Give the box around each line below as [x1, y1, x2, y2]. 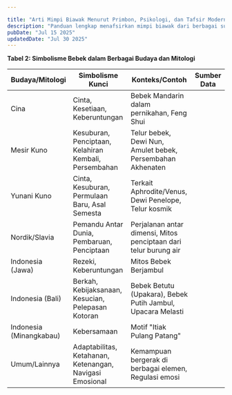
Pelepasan [72, 302, 107, 312]
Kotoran [72, 311, 99, 321]
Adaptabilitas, [72, 343, 117, 352]
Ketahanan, [72, 351, 110, 360]
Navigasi [72, 368, 101, 378]
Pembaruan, [72, 237, 113, 247]
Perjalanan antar [130, 220, 184, 229]
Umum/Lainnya [10, 360, 60, 369]
